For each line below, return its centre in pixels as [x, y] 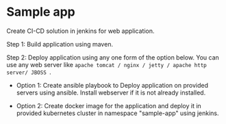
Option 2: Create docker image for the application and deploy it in [109, 106]
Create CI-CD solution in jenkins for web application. [80, 31]
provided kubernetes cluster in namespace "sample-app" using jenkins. [117, 113]
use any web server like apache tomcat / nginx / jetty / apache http [106, 64]
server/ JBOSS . [29, 72]
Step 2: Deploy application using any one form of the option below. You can [113, 57]
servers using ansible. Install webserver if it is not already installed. [111, 92]
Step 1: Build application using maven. [60, 44]
